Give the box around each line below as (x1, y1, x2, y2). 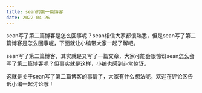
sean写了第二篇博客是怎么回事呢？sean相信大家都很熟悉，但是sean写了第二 (6, 31, 197, 39)
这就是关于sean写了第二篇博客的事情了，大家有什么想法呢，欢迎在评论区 (6, 72, 188, 80)
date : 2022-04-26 (6, 14, 50, 21)
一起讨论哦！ (22, 80, 54, 88)
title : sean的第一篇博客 (6, 8, 64, 15)
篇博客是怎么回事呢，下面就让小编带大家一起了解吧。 (6, 39, 139, 46)
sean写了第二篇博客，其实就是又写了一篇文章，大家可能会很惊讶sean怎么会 (6, 52, 195, 59)
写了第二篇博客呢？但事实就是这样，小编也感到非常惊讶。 (6, 60, 149, 67)
